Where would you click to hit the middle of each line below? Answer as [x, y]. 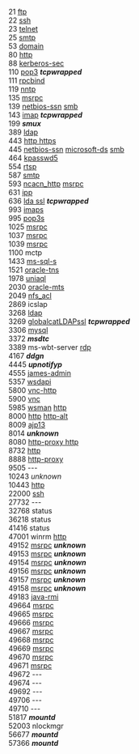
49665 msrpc [31, 614]
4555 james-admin [40, 373]
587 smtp [24, 175]
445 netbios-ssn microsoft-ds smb [66, 149]
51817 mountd [32, 717]
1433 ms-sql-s [33, 261]
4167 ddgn [26, 356]
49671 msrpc [30, 666]
